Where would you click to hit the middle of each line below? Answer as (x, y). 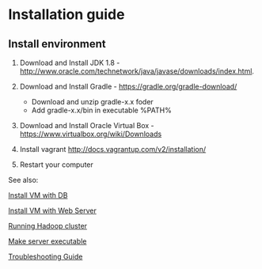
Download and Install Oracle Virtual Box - (87, 125)
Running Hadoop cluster (48, 226)
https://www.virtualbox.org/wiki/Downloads (91, 134)
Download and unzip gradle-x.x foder (93, 102)
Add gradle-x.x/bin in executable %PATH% (101, 110)
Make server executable (47, 241)
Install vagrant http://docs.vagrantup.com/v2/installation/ (113, 149)
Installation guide (66, 15)
